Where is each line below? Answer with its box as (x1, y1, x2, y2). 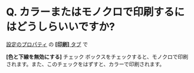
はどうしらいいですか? (6, 20, 115, 34)
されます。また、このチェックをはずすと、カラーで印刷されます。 (6, 60, 165, 68)
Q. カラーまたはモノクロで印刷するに (6, 5, 185, 19)
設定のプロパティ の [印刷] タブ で (6, 41, 88, 48)
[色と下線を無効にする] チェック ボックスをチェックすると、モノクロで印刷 (6, 53, 189, 60)
